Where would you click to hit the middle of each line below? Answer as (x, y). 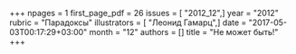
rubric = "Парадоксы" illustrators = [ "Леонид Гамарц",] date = (128, 22)
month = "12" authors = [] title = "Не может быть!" (184, 32)
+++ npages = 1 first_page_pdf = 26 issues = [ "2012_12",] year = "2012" (144, 13)
